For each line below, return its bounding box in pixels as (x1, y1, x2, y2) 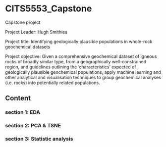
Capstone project (5, 19, 41, 25)
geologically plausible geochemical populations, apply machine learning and (5, 69, 161, 75)
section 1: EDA (5, 109, 41, 116)
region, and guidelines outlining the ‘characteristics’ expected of (5, 64, 136, 70)
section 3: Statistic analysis (5, 136, 73, 143)
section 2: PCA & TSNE (5, 122, 61, 129)
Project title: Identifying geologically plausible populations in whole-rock (5, 38, 153, 45)
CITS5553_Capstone (5, 3, 92, 14)
